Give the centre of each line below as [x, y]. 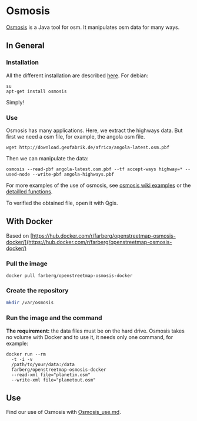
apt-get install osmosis [36, 91]
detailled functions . [29, 191]
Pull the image [27, 264]
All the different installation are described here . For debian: [77, 75]
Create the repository [37, 290]
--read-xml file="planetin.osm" [51, 375]
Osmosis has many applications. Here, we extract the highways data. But [94, 130]
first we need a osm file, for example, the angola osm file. [76, 136]
